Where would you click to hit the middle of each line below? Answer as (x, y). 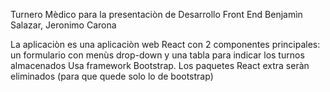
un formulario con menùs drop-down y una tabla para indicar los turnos (157, 55)
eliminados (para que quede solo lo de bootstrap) (112, 76)
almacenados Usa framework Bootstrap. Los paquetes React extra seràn (160, 65)
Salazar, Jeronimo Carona (63, 25)
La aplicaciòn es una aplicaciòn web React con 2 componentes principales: (165, 44)
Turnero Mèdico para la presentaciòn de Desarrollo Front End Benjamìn (156, 14)
